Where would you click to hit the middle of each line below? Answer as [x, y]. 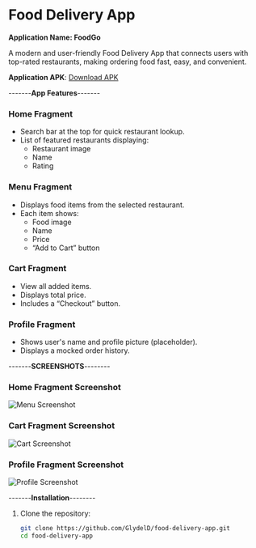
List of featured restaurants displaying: [84, 140]
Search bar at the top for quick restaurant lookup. [102, 132]
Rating [43, 166]
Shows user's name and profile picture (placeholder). [109, 342]
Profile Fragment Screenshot [66, 465]
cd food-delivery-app [56, 536]
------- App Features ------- [55, 93]
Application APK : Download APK [63, 77]
